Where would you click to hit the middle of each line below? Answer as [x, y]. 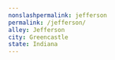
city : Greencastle [38, 37]
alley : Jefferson [37, 30]
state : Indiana [33, 44]
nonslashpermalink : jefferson [58, 15]
